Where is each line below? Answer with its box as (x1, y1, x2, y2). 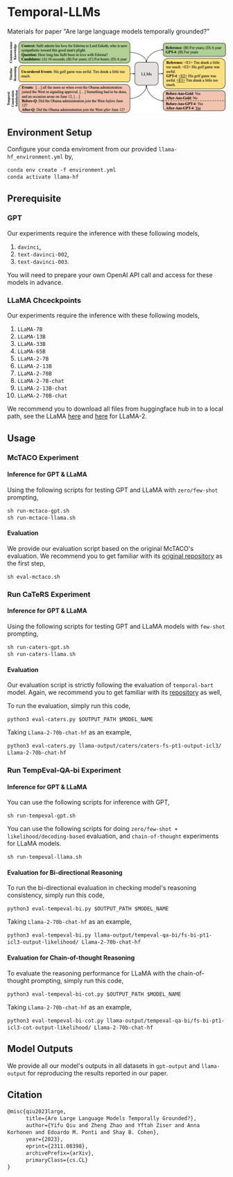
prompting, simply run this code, (31, 976, 123, 985)
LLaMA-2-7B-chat (17, 378, 64, 385)
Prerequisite (7, 192, 62, 204)
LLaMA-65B (17, 348, 46, 355)
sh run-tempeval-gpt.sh (7, 812, 76, 820)
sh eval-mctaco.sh (7, 573, 60, 580)
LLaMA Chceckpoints (7, 295, 82, 305)
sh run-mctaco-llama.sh (7, 514, 76, 521)
